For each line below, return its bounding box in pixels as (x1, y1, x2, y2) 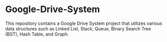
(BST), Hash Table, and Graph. (5, 31, 69, 37)
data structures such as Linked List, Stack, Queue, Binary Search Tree (5, 25, 151, 31)
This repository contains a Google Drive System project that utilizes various (5, 20, 162, 26)
